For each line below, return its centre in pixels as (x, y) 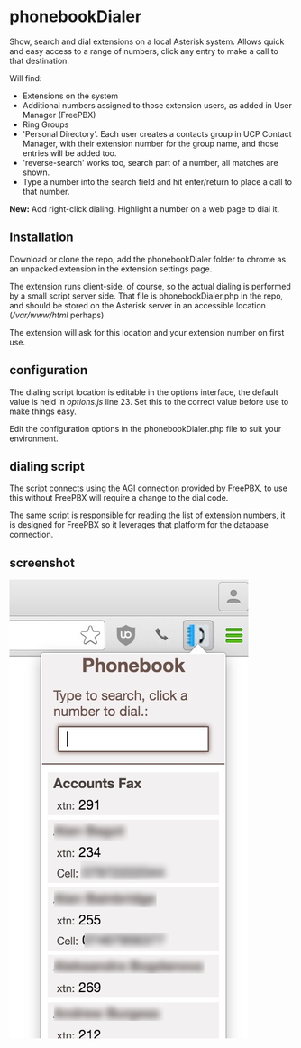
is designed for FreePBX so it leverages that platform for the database (139, 525)
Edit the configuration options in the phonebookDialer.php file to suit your (146, 428)
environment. (34, 438)
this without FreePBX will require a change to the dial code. (119, 498)
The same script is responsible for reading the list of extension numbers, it (147, 515)
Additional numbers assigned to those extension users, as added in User (157, 105)
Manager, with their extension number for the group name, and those (150, 143)
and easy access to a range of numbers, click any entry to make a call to (144, 51)
